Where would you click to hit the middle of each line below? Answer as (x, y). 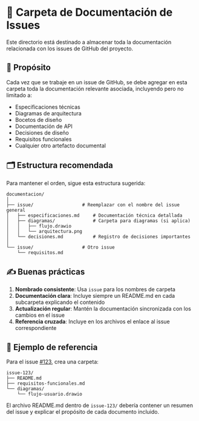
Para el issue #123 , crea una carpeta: (52, 362)
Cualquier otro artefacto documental (60, 146)
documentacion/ (25, 194)
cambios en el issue (40, 315)
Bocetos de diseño (38, 120)
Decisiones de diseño (42, 132)
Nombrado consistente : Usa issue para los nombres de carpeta (95, 289)
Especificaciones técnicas (47, 107)
